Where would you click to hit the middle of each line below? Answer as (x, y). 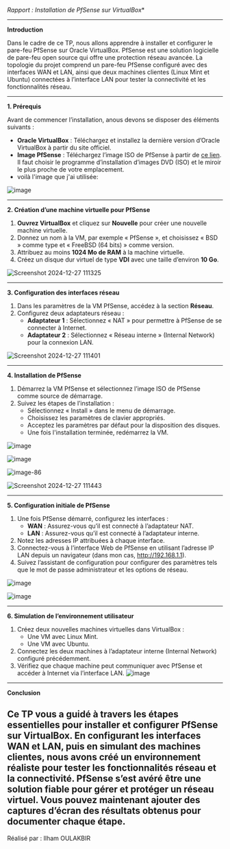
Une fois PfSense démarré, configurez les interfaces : (93, 519)
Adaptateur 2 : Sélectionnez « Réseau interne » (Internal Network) (121, 335)
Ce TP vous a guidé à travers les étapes (93, 714)
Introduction (25, 30)
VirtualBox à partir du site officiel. (64, 148)
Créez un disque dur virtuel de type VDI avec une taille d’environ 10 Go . (118, 259)
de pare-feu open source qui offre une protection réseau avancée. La (105, 57)
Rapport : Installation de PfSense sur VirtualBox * (76, 10)
